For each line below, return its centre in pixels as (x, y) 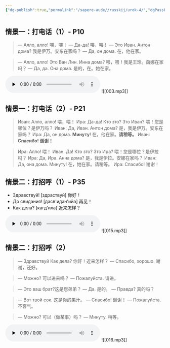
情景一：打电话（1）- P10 (45, 32)
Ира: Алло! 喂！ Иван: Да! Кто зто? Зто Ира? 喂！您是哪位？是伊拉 (88, 152)
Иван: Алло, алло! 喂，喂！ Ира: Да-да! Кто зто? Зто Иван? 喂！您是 (90, 122)
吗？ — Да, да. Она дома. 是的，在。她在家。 (66, 69)
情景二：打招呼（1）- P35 (46, 182)
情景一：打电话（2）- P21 (45, 108)
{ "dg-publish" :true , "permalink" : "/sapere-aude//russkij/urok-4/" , (77, 10)
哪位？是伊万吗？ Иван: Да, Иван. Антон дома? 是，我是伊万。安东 (88, 128)
